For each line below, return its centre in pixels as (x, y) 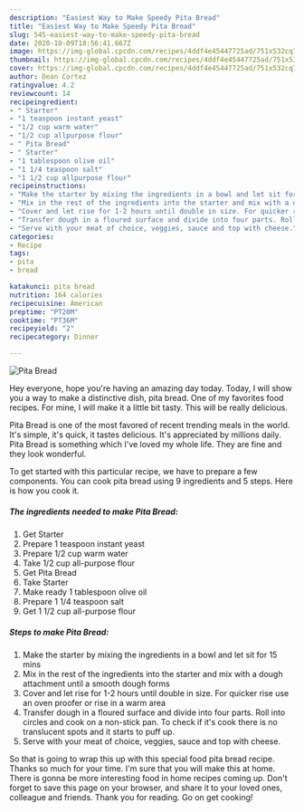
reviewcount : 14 (40, 93)
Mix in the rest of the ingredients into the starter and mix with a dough (152, 673)
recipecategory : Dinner (54, 337)
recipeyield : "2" (42, 329)
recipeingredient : (44, 102)
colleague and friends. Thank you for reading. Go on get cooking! (131, 797)
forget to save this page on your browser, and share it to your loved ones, (146, 788)
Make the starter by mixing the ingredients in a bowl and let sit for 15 (150, 654)
